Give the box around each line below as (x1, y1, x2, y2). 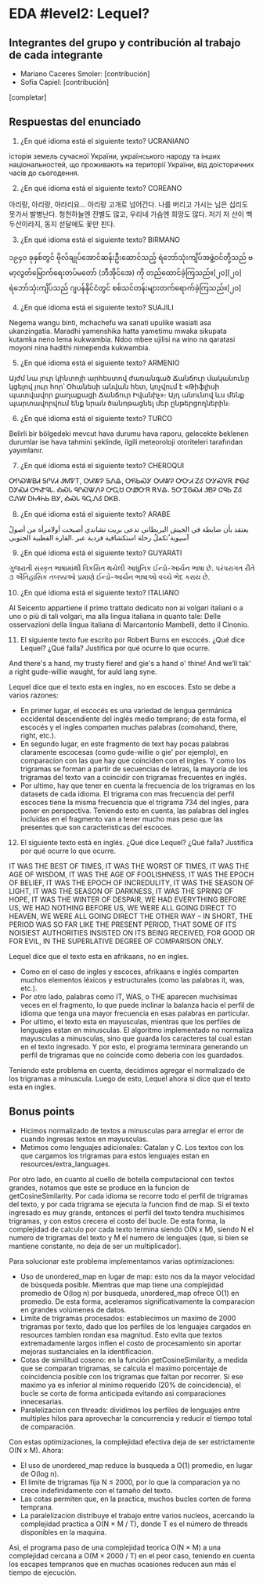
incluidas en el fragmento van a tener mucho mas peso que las (20, 814, 224, 823)
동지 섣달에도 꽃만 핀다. (44, 219, 116, 229)
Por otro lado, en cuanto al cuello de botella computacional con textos (9, 1174, 235, 1184)
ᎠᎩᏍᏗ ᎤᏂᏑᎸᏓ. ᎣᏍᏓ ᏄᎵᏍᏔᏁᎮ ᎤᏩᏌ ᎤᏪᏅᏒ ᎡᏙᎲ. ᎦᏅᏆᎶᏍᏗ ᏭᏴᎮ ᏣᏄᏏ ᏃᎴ (9, 485, 243, 494)
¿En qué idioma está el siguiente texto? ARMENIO (20, 358, 180, 368)
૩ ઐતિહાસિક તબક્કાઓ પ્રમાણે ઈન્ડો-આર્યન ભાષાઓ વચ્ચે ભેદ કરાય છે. (9, 572, 211, 581)
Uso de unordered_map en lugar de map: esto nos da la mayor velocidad (20, 1272, 255, 1281)
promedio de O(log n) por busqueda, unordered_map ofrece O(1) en (20, 1288, 240, 1298)
